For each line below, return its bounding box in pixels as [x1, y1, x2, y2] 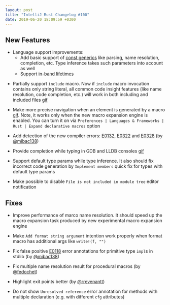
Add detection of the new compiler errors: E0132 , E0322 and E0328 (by [12, 133, 163, 139]
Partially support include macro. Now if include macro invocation [12, 81, 150, 87]
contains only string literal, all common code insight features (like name [12, 86, 162, 92]
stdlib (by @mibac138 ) [12, 254, 60, 259]
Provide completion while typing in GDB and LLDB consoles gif [12, 148, 144, 154]
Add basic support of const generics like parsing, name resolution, [20, 54, 160, 61]
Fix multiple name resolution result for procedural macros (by [12, 263, 141, 269]
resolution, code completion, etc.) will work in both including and [12, 91, 148, 98]
